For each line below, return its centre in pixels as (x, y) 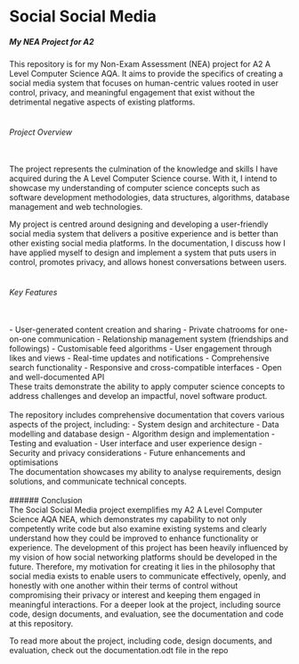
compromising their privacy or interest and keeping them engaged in (135, 594)
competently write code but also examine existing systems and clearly (138, 528)
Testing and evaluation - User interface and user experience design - (136, 443)
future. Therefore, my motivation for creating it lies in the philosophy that (142, 566)
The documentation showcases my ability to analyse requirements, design (145, 471)
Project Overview (41, 132)
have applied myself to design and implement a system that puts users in (143, 253)
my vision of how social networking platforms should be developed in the (143, 557)
